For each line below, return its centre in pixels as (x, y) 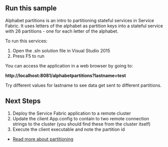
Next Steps (23, 101)
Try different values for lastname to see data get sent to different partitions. (83, 85)
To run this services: (26, 41)
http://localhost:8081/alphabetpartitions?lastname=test (66, 76)
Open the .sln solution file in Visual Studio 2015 (61, 50)
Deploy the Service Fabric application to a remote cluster (72, 113)
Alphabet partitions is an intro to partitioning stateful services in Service (80, 20)
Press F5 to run (28, 56)
